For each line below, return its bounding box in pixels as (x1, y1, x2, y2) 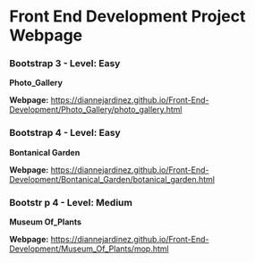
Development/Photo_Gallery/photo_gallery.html (9, 105, 183, 115)
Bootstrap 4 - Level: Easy (9, 127, 121, 140)
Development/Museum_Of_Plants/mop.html (9, 243, 169, 254)
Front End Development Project (9, 6, 246, 27)
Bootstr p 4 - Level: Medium (9, 196, 132, 208)
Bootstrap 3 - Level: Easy (9, 57, 121, 70)
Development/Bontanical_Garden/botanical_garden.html (9, 174, 215, 184)
